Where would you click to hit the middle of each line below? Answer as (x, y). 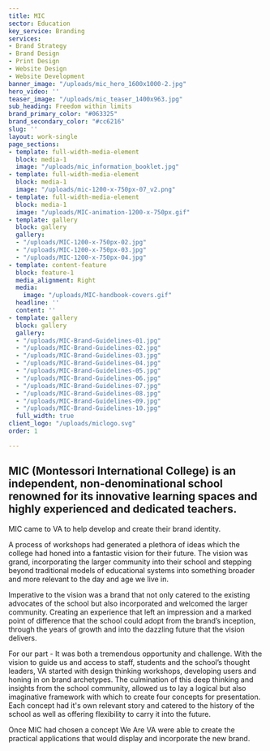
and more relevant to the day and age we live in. (88, 579)
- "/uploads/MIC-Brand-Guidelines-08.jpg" (88, 393)
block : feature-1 (45, 273)
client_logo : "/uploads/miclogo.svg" (72, 424)
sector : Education (39, 24)
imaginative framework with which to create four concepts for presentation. (135, 697)
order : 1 (23, 431)
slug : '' (23, 129)
